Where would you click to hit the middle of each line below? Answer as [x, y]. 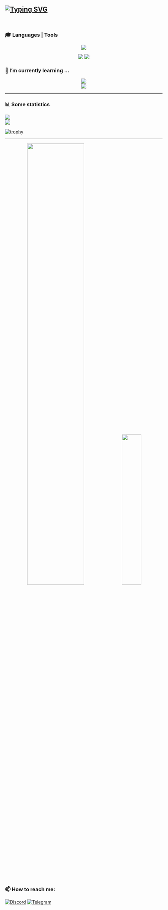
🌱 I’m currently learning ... [37, 71]
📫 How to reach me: [30, 889]
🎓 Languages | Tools [32, 35]
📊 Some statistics [28, 105]
